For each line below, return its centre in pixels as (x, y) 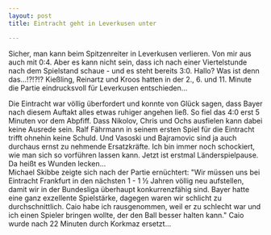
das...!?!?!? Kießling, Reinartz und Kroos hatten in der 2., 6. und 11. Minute (130, 79)
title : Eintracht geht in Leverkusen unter (83, 23)
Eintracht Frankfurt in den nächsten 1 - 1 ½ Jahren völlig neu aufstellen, (126, 180)
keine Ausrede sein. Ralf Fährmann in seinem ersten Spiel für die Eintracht (131, 129)
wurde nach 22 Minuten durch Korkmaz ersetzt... (90, 224)
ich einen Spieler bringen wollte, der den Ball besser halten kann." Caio (126, 215)
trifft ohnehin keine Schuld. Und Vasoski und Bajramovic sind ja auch (123, 137)
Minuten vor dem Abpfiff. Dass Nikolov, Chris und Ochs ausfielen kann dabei (135, 120)
